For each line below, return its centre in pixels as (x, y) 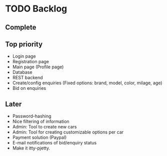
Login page (24, 56)
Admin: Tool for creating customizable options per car (68, 132)
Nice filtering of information (41, 121)
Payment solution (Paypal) (39, 137)
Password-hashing (32, 116)
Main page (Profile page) (38, 67)
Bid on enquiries (29, 88)
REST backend (28, 78)
